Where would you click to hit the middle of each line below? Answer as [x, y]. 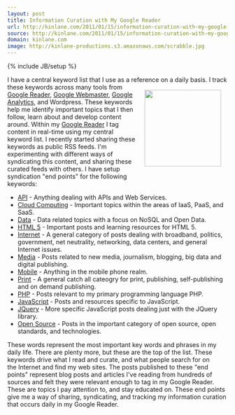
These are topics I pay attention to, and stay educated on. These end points [116, 389]
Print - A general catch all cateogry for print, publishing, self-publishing [120, 279]
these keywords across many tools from [65, 87]
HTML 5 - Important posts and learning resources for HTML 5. [107, 227]
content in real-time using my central [60, 132]
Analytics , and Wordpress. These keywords [70, 102]
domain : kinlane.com [37, 40]
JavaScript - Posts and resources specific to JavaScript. [99, 301]
